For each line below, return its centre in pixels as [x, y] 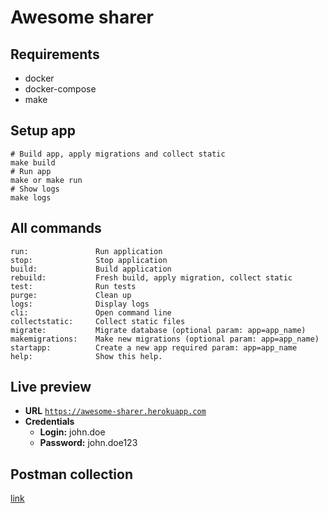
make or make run [46, 180]
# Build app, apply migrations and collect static [118, 154]
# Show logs [35, 189]
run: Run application [86, 251]
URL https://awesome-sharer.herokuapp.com [115, 411]
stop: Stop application [89, 260]
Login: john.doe [72, 432]
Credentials [49, 422]
